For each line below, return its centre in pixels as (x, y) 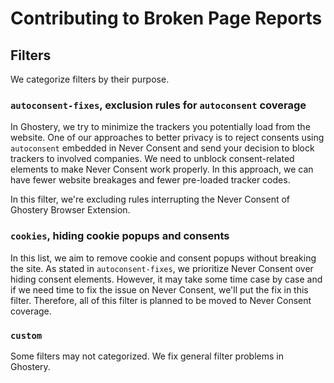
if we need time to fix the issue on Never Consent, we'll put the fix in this (159, 289)
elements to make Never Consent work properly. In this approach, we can (162, 169)
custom (26, 335)
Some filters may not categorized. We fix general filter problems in (147, 356)
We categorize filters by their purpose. (90, 79)
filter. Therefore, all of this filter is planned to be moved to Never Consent (161, 300)
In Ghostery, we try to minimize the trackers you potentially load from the (160, 127)
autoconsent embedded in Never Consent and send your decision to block (162, 148)
